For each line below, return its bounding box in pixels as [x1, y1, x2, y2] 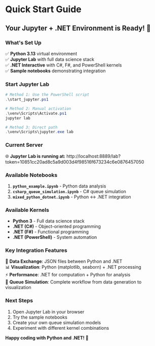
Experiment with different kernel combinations [12, 325, 109, 331]
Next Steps [5, 297, 33, 304]
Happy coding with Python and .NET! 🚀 [5, 334, 89, 341]
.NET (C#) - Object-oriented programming [12, 224, 101, 230]
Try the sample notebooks [12, 314, 67, 320]
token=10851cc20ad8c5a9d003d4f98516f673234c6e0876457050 [5, 159, 144, 165]
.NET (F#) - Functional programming [12, 229, 89, 235]
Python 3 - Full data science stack [12, 218, 85, 224]
